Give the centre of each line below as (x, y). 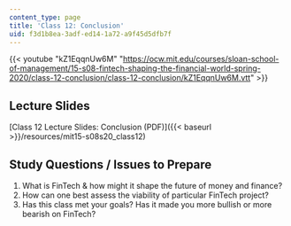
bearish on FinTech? (59, 214)
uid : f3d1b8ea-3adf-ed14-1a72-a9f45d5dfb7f (91, 34)
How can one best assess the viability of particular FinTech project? (145, 195)
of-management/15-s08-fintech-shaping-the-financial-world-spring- (135, 68)
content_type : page (45, 17)
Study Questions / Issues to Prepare (111, 164)
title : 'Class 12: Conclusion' (67, 26)
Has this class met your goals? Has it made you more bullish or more (147, 204)
